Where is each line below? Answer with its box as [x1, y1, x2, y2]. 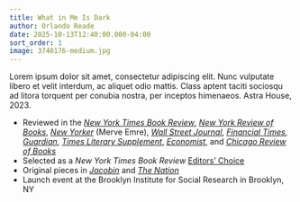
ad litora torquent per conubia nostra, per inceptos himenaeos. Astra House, [9, 91, 293, 101]
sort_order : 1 [9, 38, 63, 48]
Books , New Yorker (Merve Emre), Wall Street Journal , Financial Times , [22, 127, 288, 137]
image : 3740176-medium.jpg [9, 47, 111, 56]
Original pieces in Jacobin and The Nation [22, 165, 179, 176]
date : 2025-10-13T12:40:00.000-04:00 [9, 30, 151, 39]
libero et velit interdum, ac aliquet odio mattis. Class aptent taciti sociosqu [9, 81, 284, 92]
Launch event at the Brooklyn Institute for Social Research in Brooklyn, [22, 174, 285, 185]
